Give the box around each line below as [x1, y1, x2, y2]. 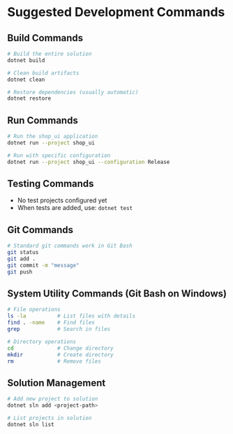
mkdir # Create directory [7, 351, 114, 358]
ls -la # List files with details [7, 313, 136, 320]
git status [7, 249, 39, 256]
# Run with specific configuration [7, 151, 111, 159]
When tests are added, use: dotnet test [17, 204, 133, 212]
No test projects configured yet [17, 196, 107, 204]
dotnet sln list [7, 421, 54, 428]
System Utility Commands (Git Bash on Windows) [7, 287, 227, 299]
